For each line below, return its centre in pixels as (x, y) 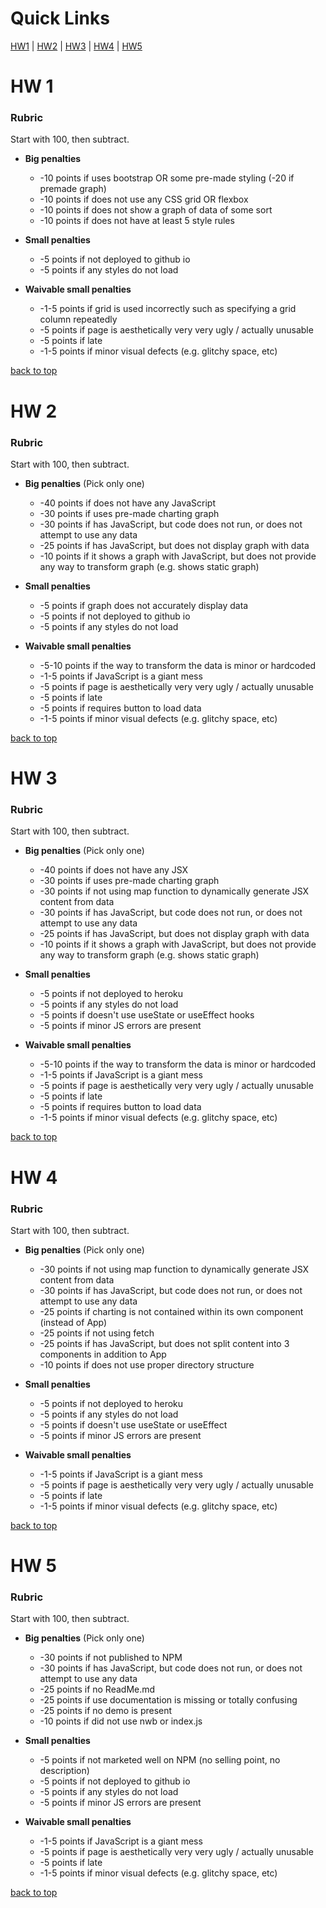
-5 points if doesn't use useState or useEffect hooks (147, 1015)
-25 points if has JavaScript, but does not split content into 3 (164, 1343)
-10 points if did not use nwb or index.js (121, 1721)
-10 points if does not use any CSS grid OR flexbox (144, 199)
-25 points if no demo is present (106, 1711)
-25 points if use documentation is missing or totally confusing (168, 1700)
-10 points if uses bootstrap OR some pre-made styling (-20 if (167, 178)
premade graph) (73, 189)
